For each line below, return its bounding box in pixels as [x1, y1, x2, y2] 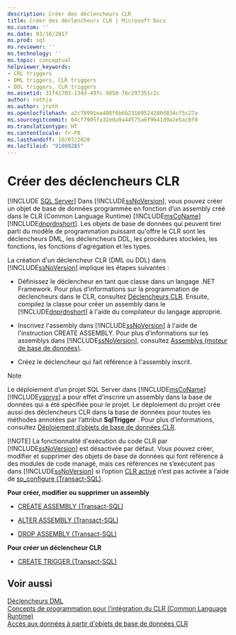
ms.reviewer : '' [7, 43, 55, 50]
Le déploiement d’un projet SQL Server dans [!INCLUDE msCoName [7, 385, 204, 394]
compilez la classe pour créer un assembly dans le [17, 300, 166, 309]
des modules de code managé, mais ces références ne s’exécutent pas [7, 459, 215, 468]
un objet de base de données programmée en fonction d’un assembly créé [7, 204, 225, 213]
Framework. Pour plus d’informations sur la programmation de [17, 285, 200, 294]
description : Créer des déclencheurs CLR [7, 10, 132, 18]
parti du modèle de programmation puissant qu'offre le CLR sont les [7, 227, 206, 235]
